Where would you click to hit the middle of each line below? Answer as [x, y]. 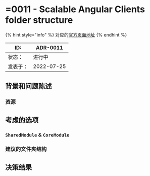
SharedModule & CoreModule [37, 134]
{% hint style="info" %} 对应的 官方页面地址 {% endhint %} [66, 34]
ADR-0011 [49, 48]
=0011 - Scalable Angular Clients [75, 9]
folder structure [39, 20]
